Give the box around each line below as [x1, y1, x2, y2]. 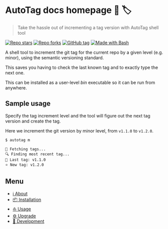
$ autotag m [5, 137, 30, 143]
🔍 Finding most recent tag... [5, 152, 70, 157]
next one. [5, 69, 25, 76]
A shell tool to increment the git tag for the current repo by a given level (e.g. [5, 49, 163, 55]
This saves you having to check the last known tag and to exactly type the [5, 64, 158, 70]
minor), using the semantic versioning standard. [5, 54, 104, 61]
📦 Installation [12, 197, 42, 203]
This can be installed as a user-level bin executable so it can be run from [5, 79, 155, 85]
